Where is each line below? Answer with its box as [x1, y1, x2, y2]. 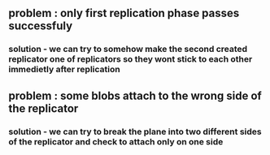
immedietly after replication [8, 64, 120, 75]
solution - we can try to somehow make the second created [8, 44, 248, 55]
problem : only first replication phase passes [8, 6, 240, 20]
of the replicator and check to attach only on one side [8, 136, 224, 147]
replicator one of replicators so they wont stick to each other [8, 54, 253, 65]
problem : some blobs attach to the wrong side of [8, 88, 262, 102]
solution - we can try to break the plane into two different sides [8, 126, 262, 137]
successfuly [8, 19, 73, 33]
